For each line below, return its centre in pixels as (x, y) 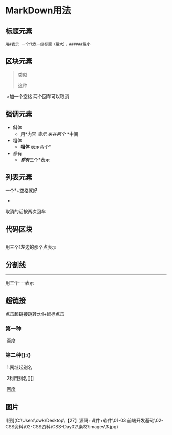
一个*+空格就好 (21, 191)
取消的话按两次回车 (26, 212)
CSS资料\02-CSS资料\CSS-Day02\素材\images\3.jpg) (62, 427)
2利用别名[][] (20, 379)
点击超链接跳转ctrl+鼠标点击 (35, 314)
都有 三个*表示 (35, 159)
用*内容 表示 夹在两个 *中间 (49, 134)
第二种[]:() (18, 355)
